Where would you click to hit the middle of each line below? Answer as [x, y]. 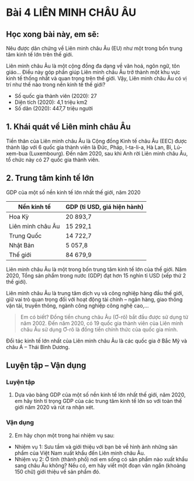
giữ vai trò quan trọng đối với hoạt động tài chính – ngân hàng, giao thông [94, 299]
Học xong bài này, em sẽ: [53, 34]
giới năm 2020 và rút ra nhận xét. [54, 407]
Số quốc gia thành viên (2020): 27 [56, 96]
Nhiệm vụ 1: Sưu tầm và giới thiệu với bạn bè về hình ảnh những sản [96, 446]
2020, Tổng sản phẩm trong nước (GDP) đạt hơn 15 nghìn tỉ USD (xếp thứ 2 [96, 275]
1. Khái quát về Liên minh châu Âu [68, 127]
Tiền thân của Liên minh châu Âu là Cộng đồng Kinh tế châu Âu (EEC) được [96, 141]
